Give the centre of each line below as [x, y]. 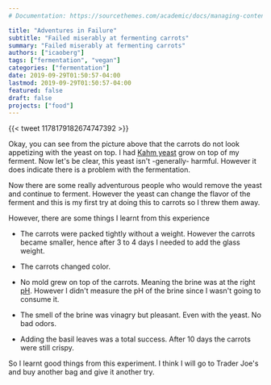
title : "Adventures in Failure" [63, 30]
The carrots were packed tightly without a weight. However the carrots [138, 234]
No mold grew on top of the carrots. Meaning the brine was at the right [138, 282]
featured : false [35, 90]
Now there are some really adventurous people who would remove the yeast [135, 186]
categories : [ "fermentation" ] [59, 68]
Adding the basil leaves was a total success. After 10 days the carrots [135, 339]
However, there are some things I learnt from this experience [109, 218]
